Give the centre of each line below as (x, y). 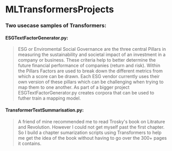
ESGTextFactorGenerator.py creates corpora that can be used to (86, 93)
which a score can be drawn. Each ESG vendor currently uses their (89, 77)
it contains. (30, 143)
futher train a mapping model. (49, 98)
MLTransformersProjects (60, 10)
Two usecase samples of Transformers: (56, 26)
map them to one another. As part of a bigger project (74, 87)
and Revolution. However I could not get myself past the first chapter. (91, 127)
